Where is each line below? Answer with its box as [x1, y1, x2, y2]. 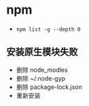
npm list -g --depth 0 [16, 26, 81, 33]
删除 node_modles [16, 66, 69, 74]
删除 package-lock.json [16, 83, 82, 91]
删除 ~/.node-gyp [16, 74, 66, 82]
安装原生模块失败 [6, 47, 78, 58]
